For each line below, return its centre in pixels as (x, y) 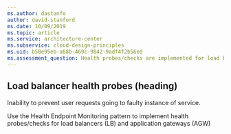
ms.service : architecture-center (55, 39)
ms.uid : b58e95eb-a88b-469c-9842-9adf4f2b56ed (75, 52)
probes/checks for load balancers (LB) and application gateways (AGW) (109, 123)
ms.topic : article (33, 33)
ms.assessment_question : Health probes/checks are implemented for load (113, 58)
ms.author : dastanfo (37, 13)
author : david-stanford (41, 20)
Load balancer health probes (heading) (92, 86)
